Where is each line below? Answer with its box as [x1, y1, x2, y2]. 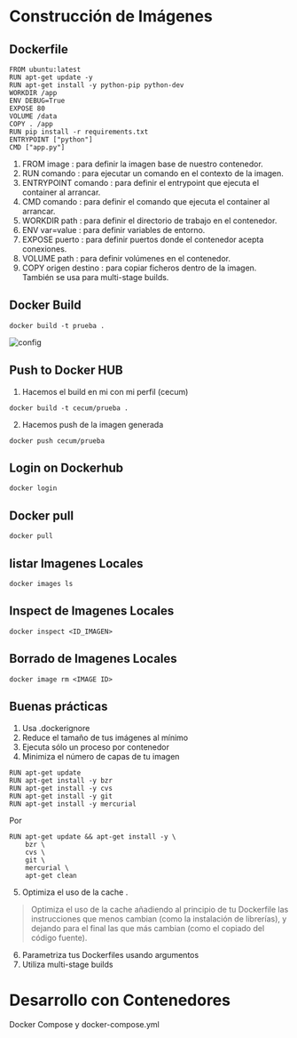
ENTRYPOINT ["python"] [9, 135, 93, 144]
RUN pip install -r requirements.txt [9, 127, 149, 136]
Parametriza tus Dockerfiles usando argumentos [21, 949, 199, 960]
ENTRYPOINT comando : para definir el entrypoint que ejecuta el [21, 178, 260, 188]
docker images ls [9, 580, 74, 589]
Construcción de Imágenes [9, 6, 213, 27]
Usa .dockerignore [21, 722, 90, 733]
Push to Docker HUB [9, 363, 123, 378]
